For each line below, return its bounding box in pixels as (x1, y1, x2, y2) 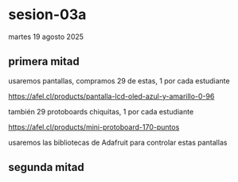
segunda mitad (8, 161, 85, 174)
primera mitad (8, 55, 80, 68)
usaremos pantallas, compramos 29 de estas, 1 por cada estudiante (8, 76, 230, 85)
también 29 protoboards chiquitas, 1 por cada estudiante (8, 106, 194, 116)
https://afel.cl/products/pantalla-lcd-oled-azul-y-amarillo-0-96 (8, 91, 215, 101)
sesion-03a (8, 6, 87, 24)
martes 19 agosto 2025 (8, 32, 84, 41)
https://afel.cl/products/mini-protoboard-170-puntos (8, 122, 180, 132)
